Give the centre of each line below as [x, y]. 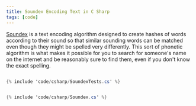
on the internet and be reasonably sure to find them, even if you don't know [98, 59]
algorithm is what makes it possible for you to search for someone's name [96, 53]
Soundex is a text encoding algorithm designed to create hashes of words [96, 34]
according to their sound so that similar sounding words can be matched [95, 40]
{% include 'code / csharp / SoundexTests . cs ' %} [63, 81]
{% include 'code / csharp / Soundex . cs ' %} [57, 97]
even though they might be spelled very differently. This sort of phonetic [94, 46]
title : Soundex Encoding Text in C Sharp [58, 12]
